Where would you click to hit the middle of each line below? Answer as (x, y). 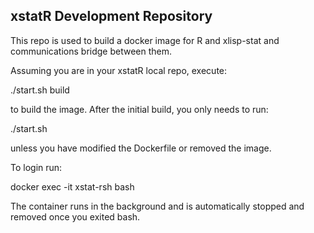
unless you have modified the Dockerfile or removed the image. (141, 148)
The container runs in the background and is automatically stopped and (157, 206)
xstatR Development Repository (111, 16)
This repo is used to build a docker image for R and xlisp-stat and (145, 40)
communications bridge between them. (91, 51)
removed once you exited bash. (75, 216)
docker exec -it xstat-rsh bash (72, 186)
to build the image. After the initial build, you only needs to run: (139, 109)
